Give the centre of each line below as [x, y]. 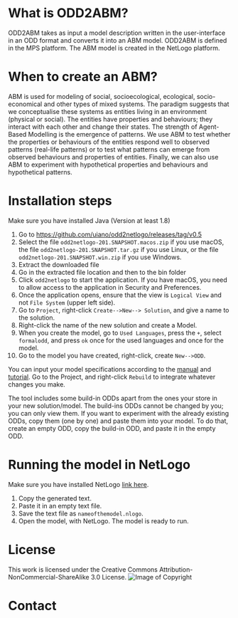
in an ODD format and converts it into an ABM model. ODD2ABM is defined [118, 40]
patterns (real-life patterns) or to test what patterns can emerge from [109, 149]
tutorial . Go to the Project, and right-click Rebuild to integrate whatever [112, 377]
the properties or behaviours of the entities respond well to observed [109, 142]
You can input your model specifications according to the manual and [110, 369]
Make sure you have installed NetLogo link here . [79, 484]
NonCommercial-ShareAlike [49, 577]
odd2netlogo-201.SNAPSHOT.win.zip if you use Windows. [100, 257]
